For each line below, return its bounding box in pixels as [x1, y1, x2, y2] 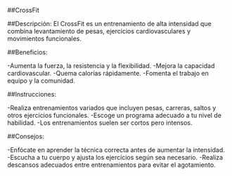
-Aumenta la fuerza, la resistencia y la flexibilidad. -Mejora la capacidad [7, 62, 215, 69]
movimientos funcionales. [7, 34, 82, 43]
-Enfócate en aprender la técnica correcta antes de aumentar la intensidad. [7, 146, 225, 154]
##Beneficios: [7, 48, 48, 56]
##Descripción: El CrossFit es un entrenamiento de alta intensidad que [7, 20, 212, 27]
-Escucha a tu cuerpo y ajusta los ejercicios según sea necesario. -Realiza [7, 154, 224, 161]
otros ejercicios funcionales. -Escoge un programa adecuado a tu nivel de [7, 111, 221, 119]
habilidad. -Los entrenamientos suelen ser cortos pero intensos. [7, 119, 193, 127]
